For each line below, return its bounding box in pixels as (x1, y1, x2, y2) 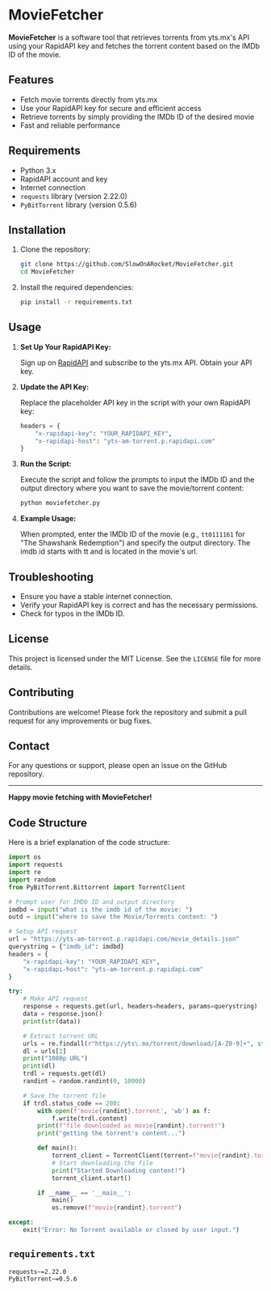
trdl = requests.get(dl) (23, 1070, 106, 1078)
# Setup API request (8, 928, 78, 936)
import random (8, 876, 56, 884)
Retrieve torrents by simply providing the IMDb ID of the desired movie (19, 112, 255, 121)
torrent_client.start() (51, 1174, 131, 1183)
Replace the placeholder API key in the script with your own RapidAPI (19, 397, 251, 407)
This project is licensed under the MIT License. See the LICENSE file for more (8, 653, 261, 663)
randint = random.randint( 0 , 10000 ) (23, 1077, 147, 1085)
